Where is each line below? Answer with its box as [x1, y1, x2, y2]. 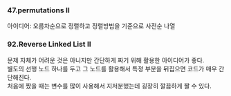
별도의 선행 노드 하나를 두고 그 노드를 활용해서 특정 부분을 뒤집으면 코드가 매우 [7, 64, 218, 73]
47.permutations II [7, 5, 71, 15]
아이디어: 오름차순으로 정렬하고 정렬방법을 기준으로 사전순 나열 [7, 22, 176, 30]
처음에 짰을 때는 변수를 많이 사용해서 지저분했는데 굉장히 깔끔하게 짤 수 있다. [7, 82, 212, 90]
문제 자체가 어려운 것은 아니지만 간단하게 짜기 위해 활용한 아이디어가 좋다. [7, 56, 205, 64]
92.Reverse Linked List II [7, 40, 91, 49]
